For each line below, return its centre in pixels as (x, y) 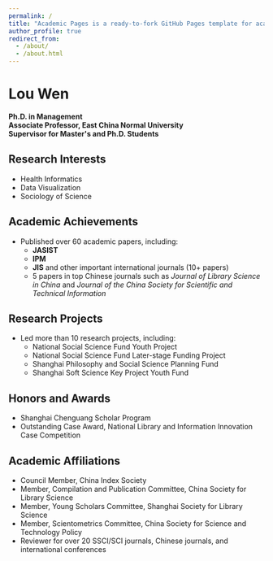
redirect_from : (34, 39)
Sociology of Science (56, 196)
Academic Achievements (74, 222)
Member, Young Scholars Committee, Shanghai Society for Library (132, 506)
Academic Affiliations (64, 461)
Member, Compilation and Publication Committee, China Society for (133, 489)
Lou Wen (39, 94)
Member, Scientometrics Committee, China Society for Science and (133, 524)
